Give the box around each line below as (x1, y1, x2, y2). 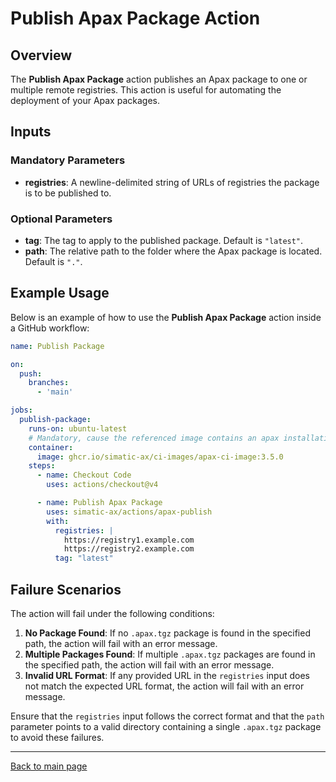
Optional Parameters (10, 212, 113, 226)
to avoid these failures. (10, 731, 105, 743)
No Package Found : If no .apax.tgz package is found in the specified (24, 627, 311, 639)
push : (19, 368, 43, 379)
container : (28, 442, 74, 452)
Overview (10, 47, 73, 64)
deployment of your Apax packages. (10, 95, 160, 106)
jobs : (10, 405, 33, 416)
